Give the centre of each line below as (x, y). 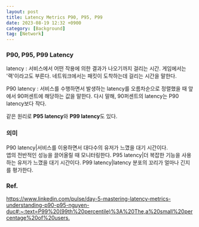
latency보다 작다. (26, 104)
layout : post (22, 12)
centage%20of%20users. (38, 218)
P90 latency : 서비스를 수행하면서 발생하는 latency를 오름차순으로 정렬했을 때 (97, 89)
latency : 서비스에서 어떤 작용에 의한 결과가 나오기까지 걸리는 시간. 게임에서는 (96, 69)
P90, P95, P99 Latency (40, 55)
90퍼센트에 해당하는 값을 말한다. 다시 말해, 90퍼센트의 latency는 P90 (98, 96)
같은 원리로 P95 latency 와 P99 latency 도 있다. (62, 116)
